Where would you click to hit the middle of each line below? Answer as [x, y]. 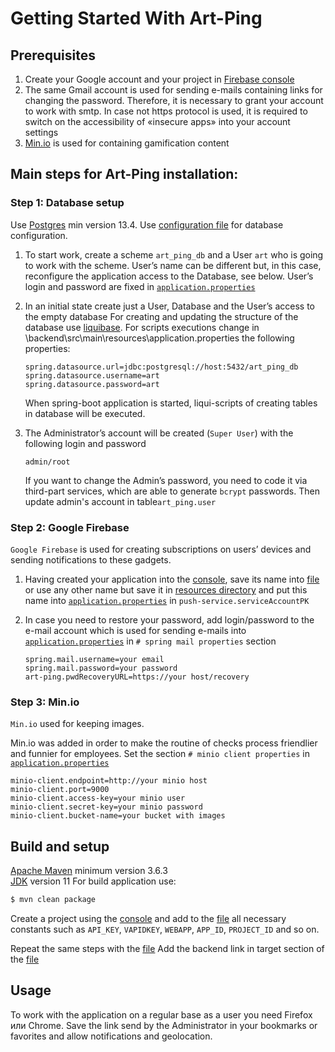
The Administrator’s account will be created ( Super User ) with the [159, 433]
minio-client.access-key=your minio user [98, 798]
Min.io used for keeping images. [77, 724]
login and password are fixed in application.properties [140, 286]
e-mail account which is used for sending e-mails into [135, 630]
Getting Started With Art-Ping [136, 18]
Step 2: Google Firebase [70, 527]
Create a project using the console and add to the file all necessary [148, 918]
